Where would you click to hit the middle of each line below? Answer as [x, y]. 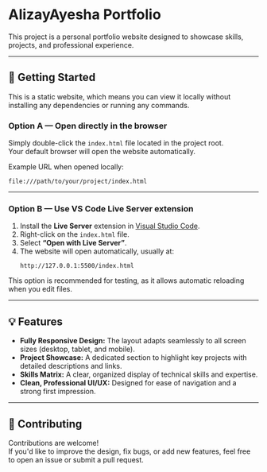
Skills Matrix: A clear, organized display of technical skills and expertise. [139, 374]
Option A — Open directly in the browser [88, 126]
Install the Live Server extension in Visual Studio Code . [110, 226]
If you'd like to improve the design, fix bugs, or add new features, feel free [130, 451]
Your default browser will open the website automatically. [102, 152]
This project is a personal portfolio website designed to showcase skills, [126, 37]
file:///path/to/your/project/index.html [78, 182]
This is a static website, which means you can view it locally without [120, 96]
